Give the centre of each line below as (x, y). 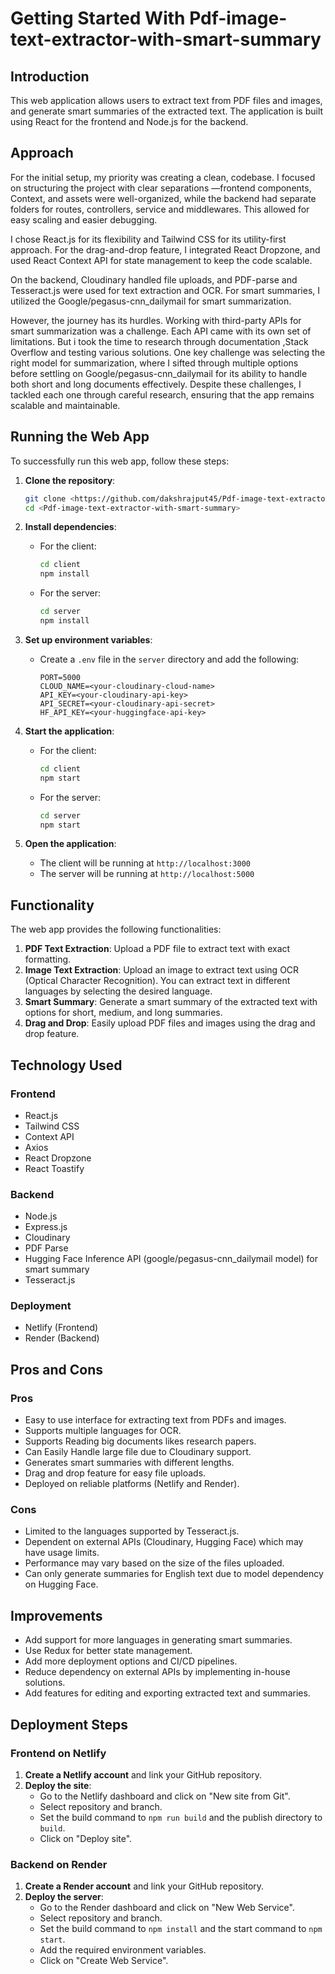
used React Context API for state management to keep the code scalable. (161, 260)
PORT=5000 (60, 677)
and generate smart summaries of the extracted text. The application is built (167, 111)
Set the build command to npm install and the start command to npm (181, 1929)
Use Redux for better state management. (108, 1651)
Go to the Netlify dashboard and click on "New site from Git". (165, 1796)
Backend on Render (59, 1864)
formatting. (48, 959)
